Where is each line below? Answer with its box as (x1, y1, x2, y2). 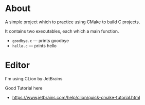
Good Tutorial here (5, 85, 43, 91)
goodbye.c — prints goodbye (12, 37, 69, 44)
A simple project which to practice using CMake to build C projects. (5, 19, 140, 25)
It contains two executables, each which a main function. (5, 28, 119, 34)
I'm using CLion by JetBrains (5, 75, 63, 81)
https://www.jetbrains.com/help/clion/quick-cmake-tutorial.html (12, 94, 140, 100)
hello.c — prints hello (12, 43, 57, 48)
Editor (5, 60, 30, 71)
